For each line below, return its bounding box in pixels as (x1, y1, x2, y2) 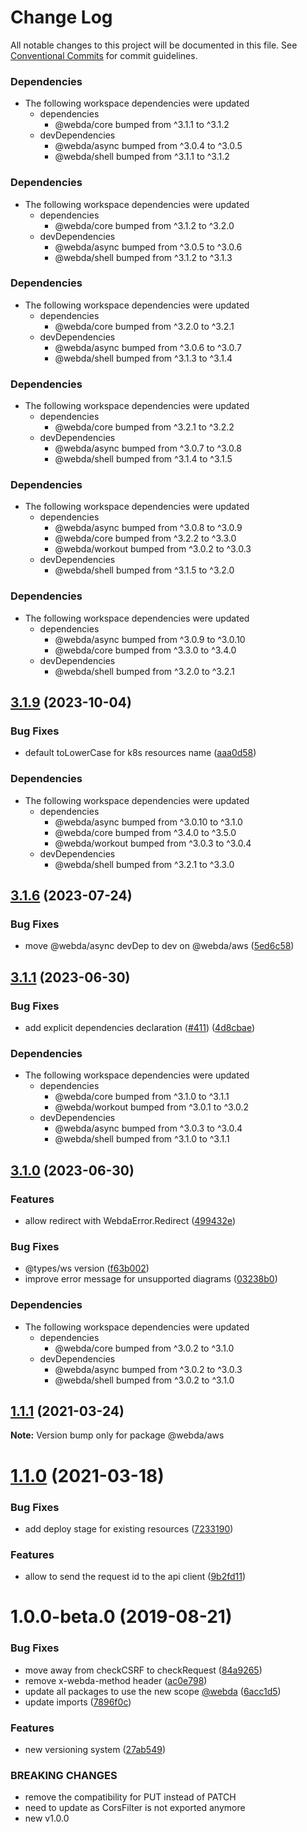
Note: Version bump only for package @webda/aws (10, 1429, 225, 1441)
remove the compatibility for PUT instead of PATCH (24, 1791, 237, 1803)
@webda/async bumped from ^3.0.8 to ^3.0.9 (54, 522, 243, 534)
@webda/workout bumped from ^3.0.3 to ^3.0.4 (54, 837, 252, 849)
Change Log (10, 6, 113, 29)
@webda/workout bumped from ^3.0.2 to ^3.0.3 (54, 543, 252, 555)
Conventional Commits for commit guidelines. (10, 49, 198, 61)
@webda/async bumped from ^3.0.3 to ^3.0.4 (54, 1122, 243, 1135)
